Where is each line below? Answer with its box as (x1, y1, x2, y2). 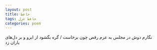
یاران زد (5, 40, 20, 46)
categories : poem (5, 21, 41, 26)
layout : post (5, 7, 32, 12)
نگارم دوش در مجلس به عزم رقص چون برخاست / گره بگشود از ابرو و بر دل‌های (5, 34, 153, 40)
